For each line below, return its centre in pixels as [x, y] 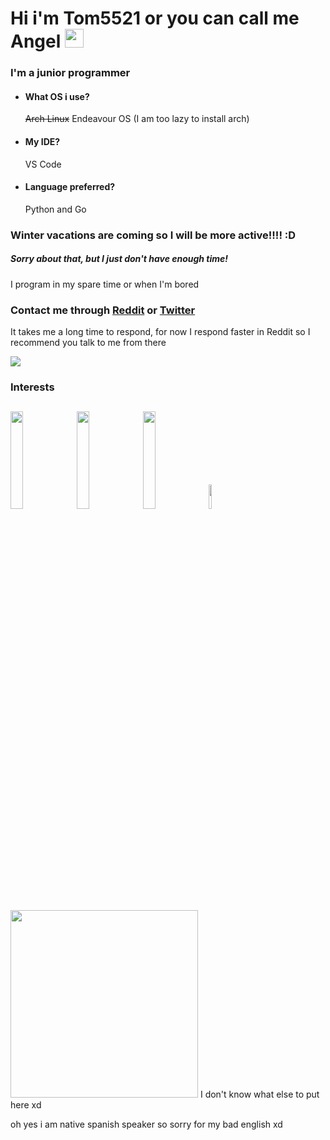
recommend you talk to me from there [88, 342]
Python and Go [55, 209]
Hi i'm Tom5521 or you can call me [155, 18]
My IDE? [42, 141]
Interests [32, 387]
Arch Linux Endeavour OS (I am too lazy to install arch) [137, 119]
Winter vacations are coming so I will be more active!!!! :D [153, 235]
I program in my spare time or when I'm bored [105, 284]
